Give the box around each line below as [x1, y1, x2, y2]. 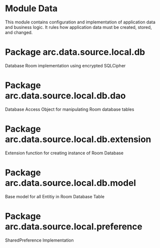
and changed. [5, 29, 33, 35]
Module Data [5, 3, 58, 14]
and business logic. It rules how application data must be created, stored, [5, 24, 152, 30]
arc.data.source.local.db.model [5, 177, 136, 188]
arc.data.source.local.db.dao [5, 90, 126, 102]
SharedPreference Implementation [5, 237, 74, 243]
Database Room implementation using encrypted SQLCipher [5, 62, 126, 68]
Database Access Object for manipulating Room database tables [5, 106, 135, 112]
